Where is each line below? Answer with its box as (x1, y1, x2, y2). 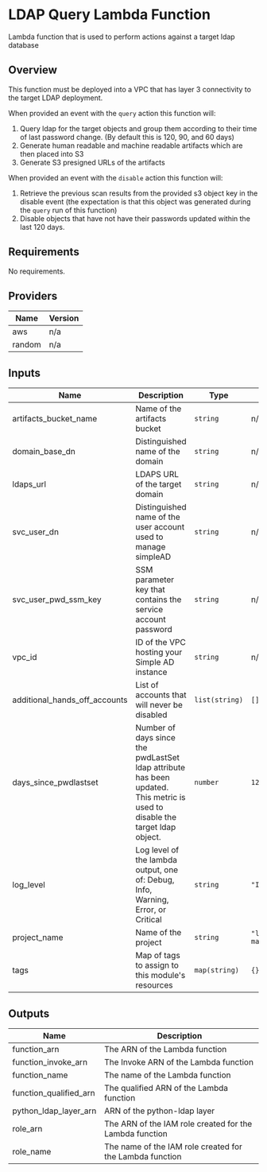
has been (134, 772, 171, 783)
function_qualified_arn (12, 1088, 95, 1098)
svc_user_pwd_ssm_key (12, 594, 102, 605)
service (134, 604, 164, 615)
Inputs (8, 366, 41, 379)
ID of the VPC (134, 637, 187, 648)
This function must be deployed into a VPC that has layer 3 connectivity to (8, 84, 252, 94)
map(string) (194, 966, 240, 975)
